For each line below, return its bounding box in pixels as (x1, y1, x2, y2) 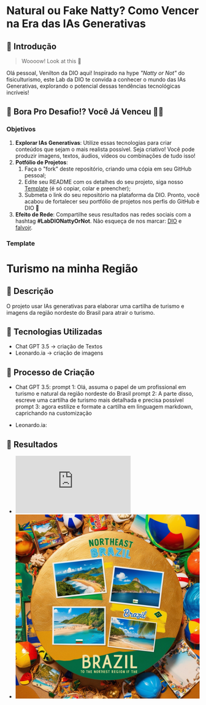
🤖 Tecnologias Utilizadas (6, 326, 102, 337)
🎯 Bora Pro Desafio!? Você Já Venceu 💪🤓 (6, 107, 164, 117)
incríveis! (6, 89, 29, 96)
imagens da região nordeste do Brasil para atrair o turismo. (6, 309, 155, 316)
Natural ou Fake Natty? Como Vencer (6, 4, 199, 18)
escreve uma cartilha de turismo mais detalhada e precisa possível (15, 396, 184, 404)
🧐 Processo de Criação (6, 367, 95, 377)
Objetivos (6, 125, 36, 134)
